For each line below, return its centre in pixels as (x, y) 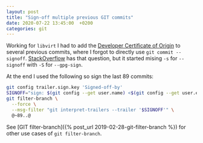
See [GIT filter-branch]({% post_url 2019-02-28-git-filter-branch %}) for (96, 127)
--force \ (24, 104)
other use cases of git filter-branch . (54, 133)
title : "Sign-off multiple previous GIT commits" (70, 17)
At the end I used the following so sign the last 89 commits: (80, 76)
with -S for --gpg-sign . (55, 65)
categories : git (27, 29)
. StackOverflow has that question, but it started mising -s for (101, 58)
